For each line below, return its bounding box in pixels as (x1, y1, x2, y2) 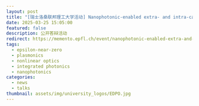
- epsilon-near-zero (11, 47, 62, 53)
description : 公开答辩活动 (6, 31, 68, 37)
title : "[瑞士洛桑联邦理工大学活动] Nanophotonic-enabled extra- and (6, 14, 171, 20)
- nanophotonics (11, 69, 52, 75)
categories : (6, 74, 36, 80)
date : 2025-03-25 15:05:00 (6, 19, 73, 25)
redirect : (6, 36, 31, 42)
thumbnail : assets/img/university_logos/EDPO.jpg (6, 91, 131, 97)
